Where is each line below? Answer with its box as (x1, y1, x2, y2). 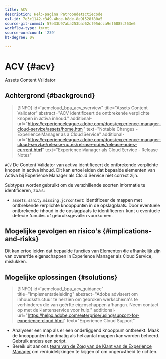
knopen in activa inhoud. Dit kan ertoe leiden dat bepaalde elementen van (5, 167, 156, 173)
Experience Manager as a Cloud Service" (17, 131, 101, 137)
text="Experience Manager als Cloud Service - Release (45, 147, 158, 153)
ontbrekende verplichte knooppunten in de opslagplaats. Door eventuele (12, 202, 160, 208)
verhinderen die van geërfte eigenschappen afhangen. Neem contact (17, 302, 159, 308)
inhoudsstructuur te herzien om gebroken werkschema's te (17, 296, 138, 303)
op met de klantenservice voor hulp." (17, 307, 93, 313)
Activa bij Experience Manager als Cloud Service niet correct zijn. (5, 172, 139, 178)
